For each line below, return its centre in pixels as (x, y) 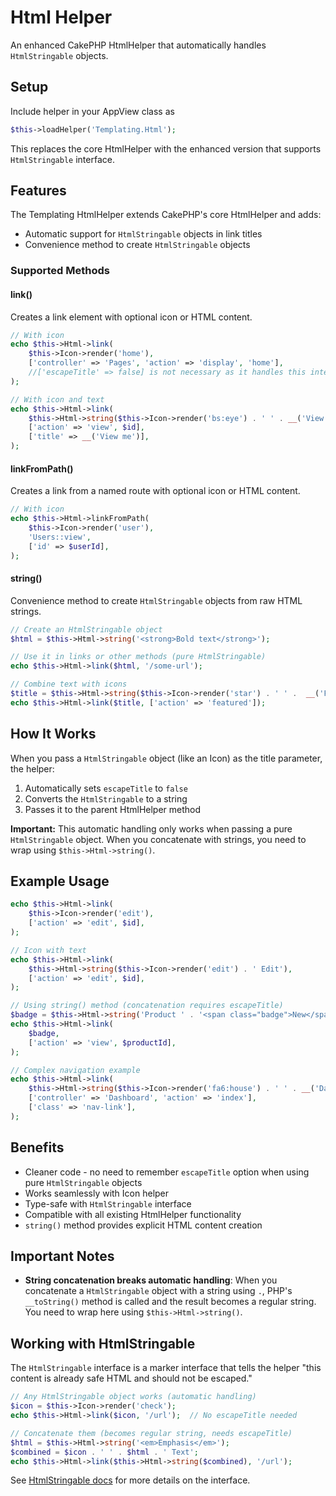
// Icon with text (48, 950)
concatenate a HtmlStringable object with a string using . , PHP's (158, 1291)
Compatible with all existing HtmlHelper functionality (133, 1214)
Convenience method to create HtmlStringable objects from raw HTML (156, 600)
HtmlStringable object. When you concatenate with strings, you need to (158, 839)
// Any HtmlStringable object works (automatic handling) (133, 1397)
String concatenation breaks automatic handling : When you (151, 1280)
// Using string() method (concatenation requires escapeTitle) (147, 1006)
